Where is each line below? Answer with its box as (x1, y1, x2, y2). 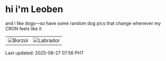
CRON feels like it (5, 25, 42, 31)
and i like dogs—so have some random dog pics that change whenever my (5, 20, 161, 26)
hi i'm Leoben (5, 4, 63, 15)
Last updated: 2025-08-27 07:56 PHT (5, 49, 84, 56)
